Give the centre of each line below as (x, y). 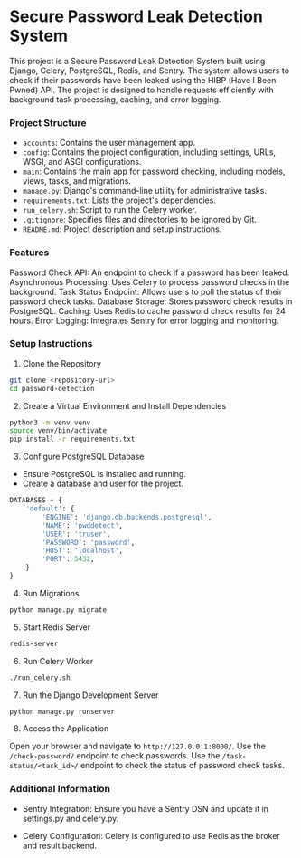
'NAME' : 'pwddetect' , (83, 525)
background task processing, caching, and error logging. (115, 99)
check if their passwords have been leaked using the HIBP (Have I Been (143, 80)
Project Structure (48, 122)
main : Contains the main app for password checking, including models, (154, 172)
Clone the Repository (62, 363)
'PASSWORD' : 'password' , (89, 542)
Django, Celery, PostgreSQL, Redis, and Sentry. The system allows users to (150, 71)
